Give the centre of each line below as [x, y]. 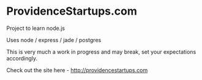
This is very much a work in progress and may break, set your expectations [101, 52]
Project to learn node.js [36, 28]
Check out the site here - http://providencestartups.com [77, 70]
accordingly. [22, 58]
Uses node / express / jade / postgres [54, 40]
